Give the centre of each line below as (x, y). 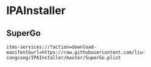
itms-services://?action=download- (51, 47)
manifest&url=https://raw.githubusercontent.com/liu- (76, 52)
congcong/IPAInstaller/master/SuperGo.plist (64, 58)
